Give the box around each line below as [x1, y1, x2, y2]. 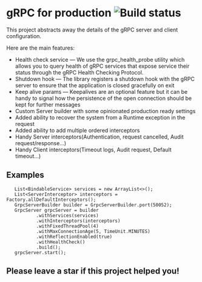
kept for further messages [15, 100, 81, 108]
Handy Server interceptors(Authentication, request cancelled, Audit [15, 133, 184, 140]
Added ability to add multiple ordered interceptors [15, 126, 140, 134]
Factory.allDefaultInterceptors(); [6, 197, 96, 203]
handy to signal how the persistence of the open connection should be [15, 94, 192, 102]
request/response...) [15, 139, 67, 146]
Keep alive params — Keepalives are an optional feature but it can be [15, 88, 188, 95]
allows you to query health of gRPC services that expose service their [15, 62, 190, 70]
